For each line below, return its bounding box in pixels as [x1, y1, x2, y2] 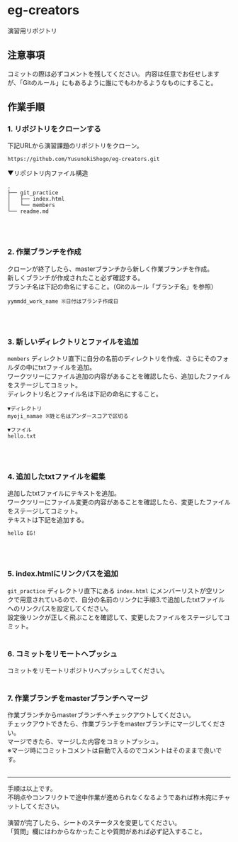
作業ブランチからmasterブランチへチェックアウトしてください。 [7, 711, 195, 719]
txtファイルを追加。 [38, 363, 96, 372]
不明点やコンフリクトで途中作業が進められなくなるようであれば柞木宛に [7, 793, 218, 802]
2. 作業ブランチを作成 [7, 247, 81, 257]
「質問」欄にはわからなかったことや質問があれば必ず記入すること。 [7, 827, 206, 836]
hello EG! [7, 530, 37, 537]
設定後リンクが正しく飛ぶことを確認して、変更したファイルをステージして [7, 613, 225, 621]
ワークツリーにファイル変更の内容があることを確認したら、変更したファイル [7, 498, 231, 506]
